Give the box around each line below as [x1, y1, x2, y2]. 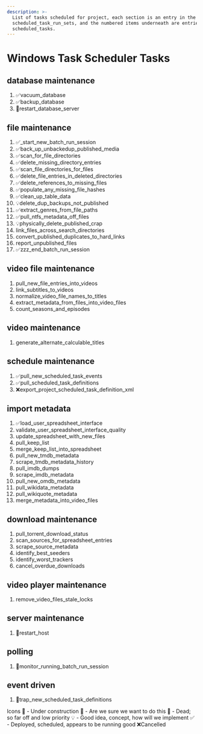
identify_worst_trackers [15, 556, 73, 563]
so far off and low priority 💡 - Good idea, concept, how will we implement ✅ [7, 714, 195, 721]
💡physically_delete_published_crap [15, 220, 103, 227]
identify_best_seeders [15, 550, 70, 557]
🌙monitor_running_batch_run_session [15, 662, 109, 670]
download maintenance [7, 514, 98, 524]
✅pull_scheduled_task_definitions [15, 379, 99, 386]
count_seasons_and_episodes [15, 305, 90, 312]
